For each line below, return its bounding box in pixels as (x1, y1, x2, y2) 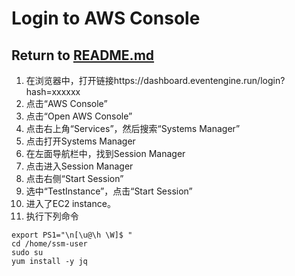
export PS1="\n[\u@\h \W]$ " (11, 230, 133, 240)
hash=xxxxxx (25, 86, 81, 97)
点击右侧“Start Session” (25, 173, 124, 184)
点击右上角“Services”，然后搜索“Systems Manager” (25, 123, 241, 134)
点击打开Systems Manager (25, 135, 136, 147)
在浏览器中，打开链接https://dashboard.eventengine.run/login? (25, 75, 286, 86)
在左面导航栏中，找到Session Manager (25, 148, 186, 159)
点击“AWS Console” (25, 98, 108, 109)
